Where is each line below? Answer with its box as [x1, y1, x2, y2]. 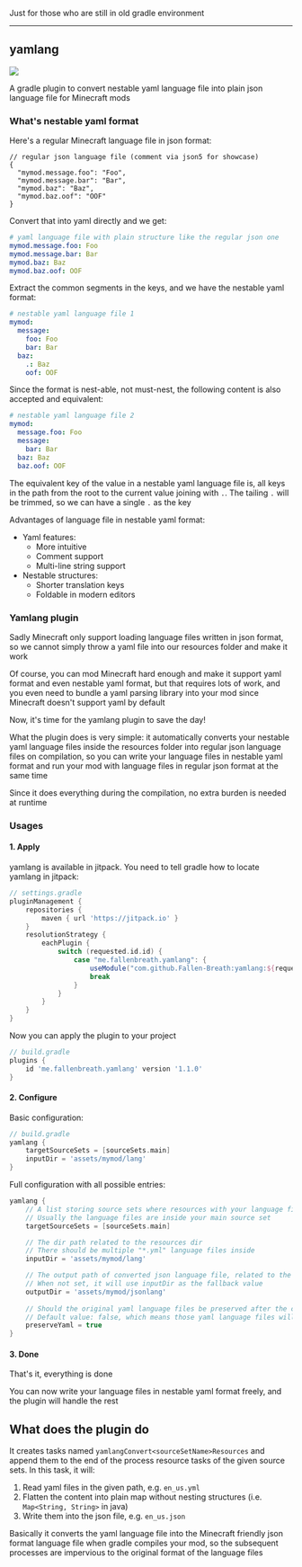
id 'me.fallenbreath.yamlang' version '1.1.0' [25, 1064, 203, 1073]
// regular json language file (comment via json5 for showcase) [9, 153, 259, 162]
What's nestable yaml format [9, 114, 139, 127]
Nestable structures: [22, 570, 99, 581]
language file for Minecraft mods [9, 92, 130, 102]
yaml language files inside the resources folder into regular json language [9, 741, 281, 752]
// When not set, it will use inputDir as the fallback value [25, 1279, 263, 1288]
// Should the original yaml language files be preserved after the [25, 1304, 288, 1313]
